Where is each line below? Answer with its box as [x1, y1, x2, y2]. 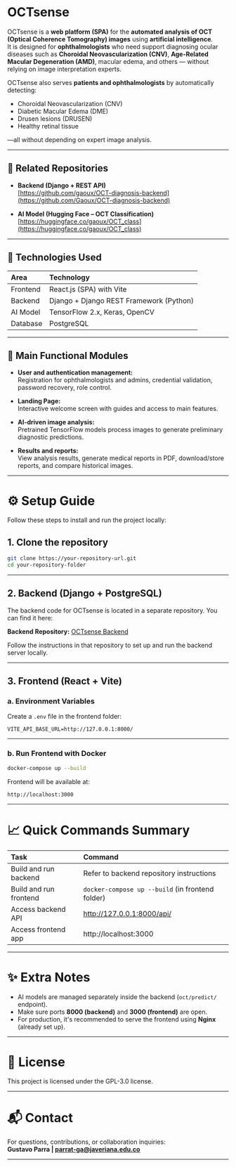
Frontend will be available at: [7, 777, 90, 785]
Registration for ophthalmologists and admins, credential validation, [17, 376, 213, 384]
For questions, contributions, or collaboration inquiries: [7, 1137, 166, 1146]
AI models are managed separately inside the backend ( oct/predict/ [17, 993, 217, 1001]
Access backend [11, 904, 66, 914]
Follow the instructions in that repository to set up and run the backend [7, 641, 213, 649]
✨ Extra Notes [7, 969, 91, 985]
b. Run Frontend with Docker [7, 749, 107, 759]
